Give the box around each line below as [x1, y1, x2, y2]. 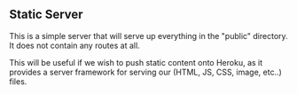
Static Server [9, 7, 83, 22]
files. [9, 75, 27, 87]
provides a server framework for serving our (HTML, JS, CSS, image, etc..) [9, 67, 282, 77]
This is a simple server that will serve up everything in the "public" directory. [9, 30, 288, 41]
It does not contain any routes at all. [9, 40, 140, 51]
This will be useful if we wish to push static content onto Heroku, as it [9, 57, 263, 67]
